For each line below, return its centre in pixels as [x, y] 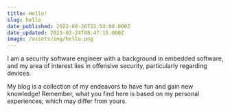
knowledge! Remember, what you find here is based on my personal [103, 94]
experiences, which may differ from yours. [67, 101]
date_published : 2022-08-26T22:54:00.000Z [69, 26]
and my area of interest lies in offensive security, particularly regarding [107, 66]
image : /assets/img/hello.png [50, 39]
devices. [19, 74]
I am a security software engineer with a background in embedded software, [115, 58]
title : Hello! [27, 13]
